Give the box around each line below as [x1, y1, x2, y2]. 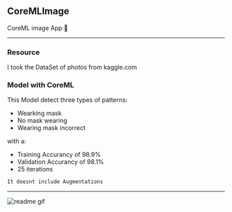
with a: [7, 137, 26, 145]
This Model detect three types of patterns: [7, 96, 128, 104]
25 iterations [17, 165, 53, 173]
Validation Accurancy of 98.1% [17, 158, 105, 166]
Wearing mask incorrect [17, 124, 86, 132]
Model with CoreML [7, 81, 75, 90]
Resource [7, 47, 40, 57]
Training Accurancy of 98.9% [17, 151, 101, 159]
